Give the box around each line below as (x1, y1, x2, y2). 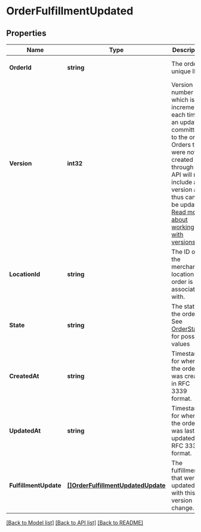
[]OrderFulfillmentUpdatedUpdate (67, 481, 166, 489)
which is (171, 96, 195, 104)
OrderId (9, 64, 32, 71)
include (171, 178, 193, 186)
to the (171, 133, 188, 141)
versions (171, 238, 196, 246)
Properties (6, 28, 47, 38)
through (171, 163, 194, 171)
